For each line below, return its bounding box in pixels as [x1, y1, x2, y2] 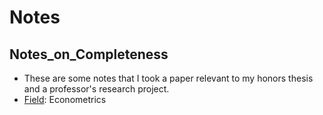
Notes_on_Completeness [9, 46, 169, 63]
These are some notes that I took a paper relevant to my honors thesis [23, 72, 314, 84]
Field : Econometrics [23, 94, 107, 105]
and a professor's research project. [23, 83, 170, 95]
